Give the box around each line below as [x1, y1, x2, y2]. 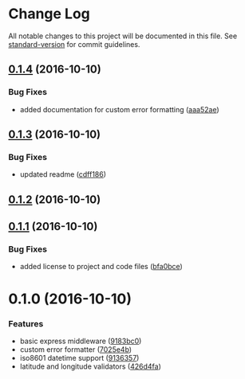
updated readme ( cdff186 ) [19, 170, 106, 179]
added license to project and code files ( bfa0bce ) [19, 262, 184, 272]
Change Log [8, 5, 90, 23]
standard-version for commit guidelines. [8, 39, 140, 49]
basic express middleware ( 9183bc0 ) [19, 336, 142, 346]
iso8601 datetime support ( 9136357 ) [19, 353, 140, 362]
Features [8, 318, 44, 329]
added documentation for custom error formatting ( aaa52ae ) [19, 104, 219, 114]
